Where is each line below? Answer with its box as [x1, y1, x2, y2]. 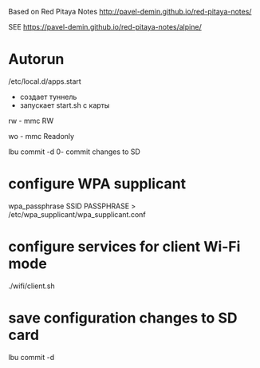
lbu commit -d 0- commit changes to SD [8, 147, 141, 156]
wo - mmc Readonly [8, 131, 74, 140]
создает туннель [19, 92, 77, 101]
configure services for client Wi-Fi [8, 238, 241, 256]
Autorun [8, 50, 65, 69]
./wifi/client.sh [8, 281, 56, 291]
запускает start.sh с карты [19, 100, 110, 110]
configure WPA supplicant [8, 175, 186, 193]
